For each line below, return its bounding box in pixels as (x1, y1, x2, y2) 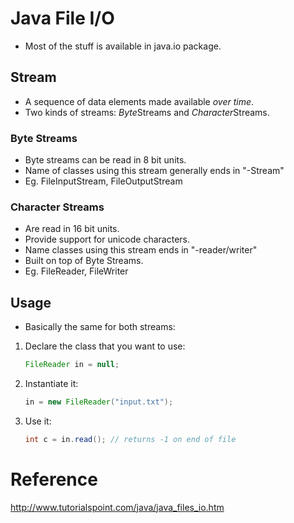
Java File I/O (10, 7, 115, 30)
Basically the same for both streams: (24, 321, 176, 333)
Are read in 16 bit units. (24, 223, 120, 235)
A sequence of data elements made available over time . (24, 95, 255, 107)
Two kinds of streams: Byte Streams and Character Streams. (24, 106, 270, 118)
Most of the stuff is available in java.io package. (24, 40, 222, 52)
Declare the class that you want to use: (24, 340, 186, 352)
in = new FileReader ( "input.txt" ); (24, 397, 174, 407)
